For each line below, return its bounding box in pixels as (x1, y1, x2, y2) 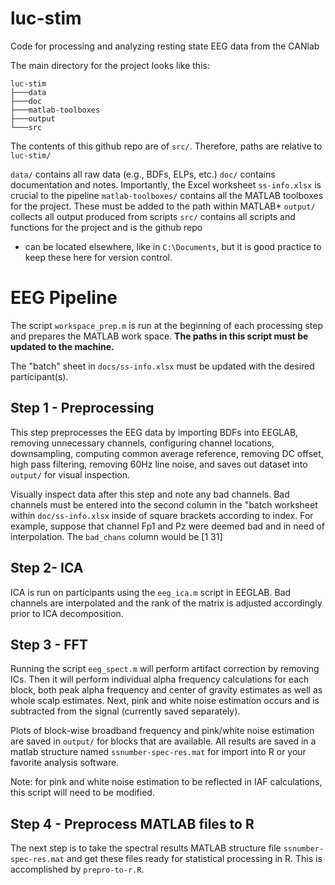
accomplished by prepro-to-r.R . (10, 863, 145, 876)
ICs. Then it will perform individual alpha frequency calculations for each (10, 673, 310, 686)
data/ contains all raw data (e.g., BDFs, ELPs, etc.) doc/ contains (10, 168, 276, 180)
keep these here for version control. (24, 251, 173, 263)
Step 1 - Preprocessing (10, 400, 155, 417)
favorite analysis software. (10, 757, 120, 769)
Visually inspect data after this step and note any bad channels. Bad (10, 488, 290, 500)
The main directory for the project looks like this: (10, 59, 210, 71)
